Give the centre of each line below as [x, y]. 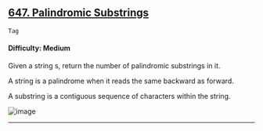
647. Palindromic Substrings [79, 13]
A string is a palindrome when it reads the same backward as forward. [121, 81]
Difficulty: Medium [39, 48]
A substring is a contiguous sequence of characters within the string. [119, 96]
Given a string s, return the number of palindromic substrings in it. [114, 66]
